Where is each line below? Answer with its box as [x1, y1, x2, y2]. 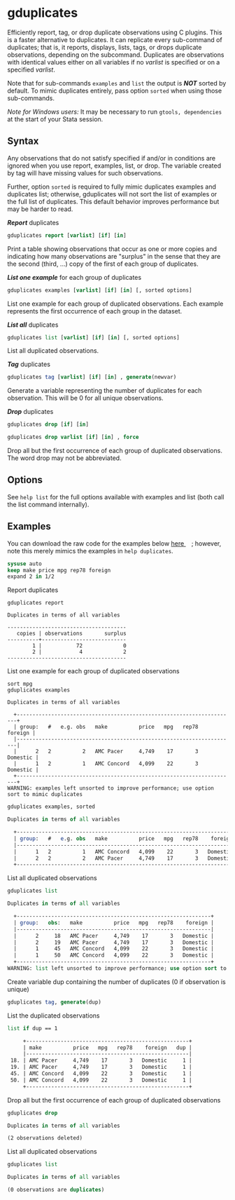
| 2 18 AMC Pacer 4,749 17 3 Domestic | [13, 932, 215, 939]
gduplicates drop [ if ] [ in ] [7, 421, 90, 429]
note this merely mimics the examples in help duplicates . [7, 546, 173, 555]
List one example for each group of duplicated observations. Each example [7, 299, 224, 308]
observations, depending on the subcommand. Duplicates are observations [7, 50, 225, 59]
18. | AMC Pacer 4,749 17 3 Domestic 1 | [10, 1057, 192, 1064]
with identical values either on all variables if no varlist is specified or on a [7, 58, 220, 66]
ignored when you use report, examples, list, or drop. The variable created [7, 161, 222, 170]
